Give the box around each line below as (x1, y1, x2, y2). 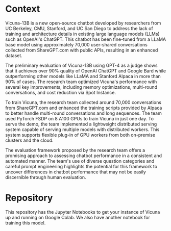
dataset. (5, 52, 23, 59)
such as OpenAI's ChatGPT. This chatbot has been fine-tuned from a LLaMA (5, 36, 166, 42)
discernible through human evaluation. (5, 174, 86, 180)
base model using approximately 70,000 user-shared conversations (5, 41, 148, 47)
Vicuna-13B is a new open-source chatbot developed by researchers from (5, 20, 161, 26)
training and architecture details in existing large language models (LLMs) (5, 31, 160, 37)
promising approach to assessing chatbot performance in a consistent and (5, 152, 162, 159)
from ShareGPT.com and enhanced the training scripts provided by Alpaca (5, 105, 162, 111)
